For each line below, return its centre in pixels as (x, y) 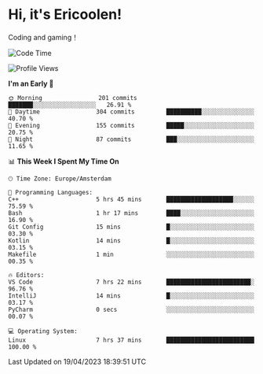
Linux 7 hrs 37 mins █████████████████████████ (131, 340)
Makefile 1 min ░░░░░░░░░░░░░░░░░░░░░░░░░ (131, 254)
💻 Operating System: (43, 331)
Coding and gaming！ (43, 37)
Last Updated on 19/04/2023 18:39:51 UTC (77, 361)
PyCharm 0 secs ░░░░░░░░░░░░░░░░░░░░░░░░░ (131, 309)
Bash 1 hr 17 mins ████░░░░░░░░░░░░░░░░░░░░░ (131, 213)
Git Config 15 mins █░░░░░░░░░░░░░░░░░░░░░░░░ (131, 227)
